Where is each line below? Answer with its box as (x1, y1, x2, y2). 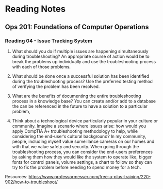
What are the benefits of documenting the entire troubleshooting (12, 93, 142, 99)
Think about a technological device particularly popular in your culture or (12, 118, 158, 123)
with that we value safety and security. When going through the (12, 143, 139, 149)
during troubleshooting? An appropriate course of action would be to (12, 53, 149, 59)
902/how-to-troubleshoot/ (5, 179, 58, 185)
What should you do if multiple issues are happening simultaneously (12, 48, 149, 54)
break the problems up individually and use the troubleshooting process (12, 58, 156, 64)
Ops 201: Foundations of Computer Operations (5, 23, 149, 31)
